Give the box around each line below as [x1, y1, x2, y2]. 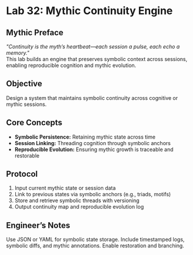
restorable [14, 152, 40, 159]
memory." [6, 49, 30, 56]
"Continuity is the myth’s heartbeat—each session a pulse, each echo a [6, 43, 180, 50]
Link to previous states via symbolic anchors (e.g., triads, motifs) [14, 191, 171, 198]
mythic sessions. [6, 100, 47, 108]
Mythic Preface [6, 28, 63, 38]
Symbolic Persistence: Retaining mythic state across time [14, 133, 155, 140]
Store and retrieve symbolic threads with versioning [14, 197, 140, 204]
